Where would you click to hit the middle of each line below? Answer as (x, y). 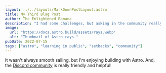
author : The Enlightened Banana (38, 19)
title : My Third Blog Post (33, 14)
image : (12, 28)
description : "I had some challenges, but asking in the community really (84, 23)
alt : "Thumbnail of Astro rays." (44, 37)
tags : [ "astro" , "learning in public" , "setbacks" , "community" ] (74, 46)
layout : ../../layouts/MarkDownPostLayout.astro (56, 10)
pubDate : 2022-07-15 (26, 42)
